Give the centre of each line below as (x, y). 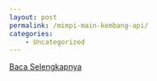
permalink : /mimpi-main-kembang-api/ (79, 26)
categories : (31, 33)
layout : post (33, 17)
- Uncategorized (55, 42)
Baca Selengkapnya (46, 67)
